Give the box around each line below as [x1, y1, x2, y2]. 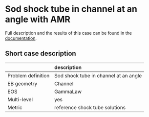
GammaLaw [54, 88, 82, 95]
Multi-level [7, 96, 33, 103]
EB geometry [7, 80, 38, 87]
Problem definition [7, 72, 50, 79]
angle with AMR [5, 14, 71, 25]
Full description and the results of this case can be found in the [5, 30, 132, 36]
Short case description [5, 49, 77, 58]
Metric [7, 104, 23, 111]
